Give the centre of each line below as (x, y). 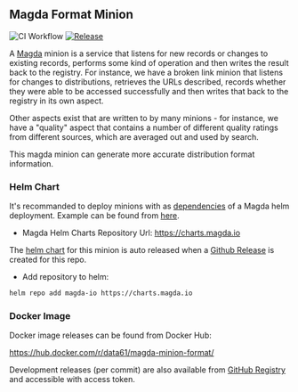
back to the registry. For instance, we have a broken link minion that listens (146, 72)
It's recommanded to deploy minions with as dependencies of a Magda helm (149, 206)
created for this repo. (48, 260)
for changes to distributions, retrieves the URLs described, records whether (148, 82)
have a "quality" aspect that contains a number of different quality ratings (144, 127)
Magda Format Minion (71, 15)
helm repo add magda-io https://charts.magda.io (101, 293)
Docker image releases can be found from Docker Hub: (110, 335)
